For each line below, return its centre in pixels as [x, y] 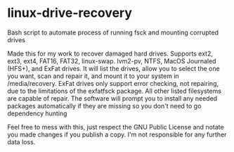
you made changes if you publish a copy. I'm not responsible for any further [117, 134]
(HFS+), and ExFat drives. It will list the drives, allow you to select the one [113, 68]
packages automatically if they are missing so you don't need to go [104, 106]
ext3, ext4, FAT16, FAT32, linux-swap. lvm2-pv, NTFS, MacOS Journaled [112, 61]
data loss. [21, 141]
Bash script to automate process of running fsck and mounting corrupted [113, 32]
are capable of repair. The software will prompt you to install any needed [112, 98]
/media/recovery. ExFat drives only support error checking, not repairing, [113, 83]
